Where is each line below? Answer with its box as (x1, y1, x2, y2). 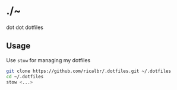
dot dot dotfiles (6, 24, 43, 31)
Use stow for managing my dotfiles (6, 56, 91, 63)
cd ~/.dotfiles (6, 73, 44, 79)
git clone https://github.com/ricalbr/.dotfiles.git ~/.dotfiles (6, 68, 171, 74)
